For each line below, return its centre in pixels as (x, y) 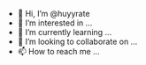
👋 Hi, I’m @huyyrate (54, 14)
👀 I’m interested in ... (55, 23)
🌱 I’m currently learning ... (65, 32)
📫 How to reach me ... (58, 51)
